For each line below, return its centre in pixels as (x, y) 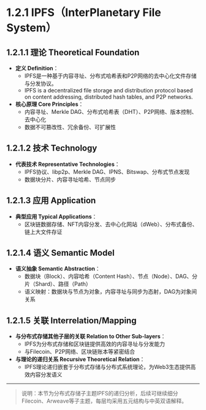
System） (32, 28)
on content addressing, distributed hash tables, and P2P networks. (109, 97)
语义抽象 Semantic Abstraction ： (58, 269)
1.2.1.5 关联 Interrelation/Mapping (71, 320)
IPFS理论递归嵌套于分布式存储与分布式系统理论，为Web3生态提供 (108, 367)
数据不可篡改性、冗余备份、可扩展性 (70, 127)
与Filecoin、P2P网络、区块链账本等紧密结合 (80, 352)
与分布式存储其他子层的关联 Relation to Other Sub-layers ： (90, 337)
